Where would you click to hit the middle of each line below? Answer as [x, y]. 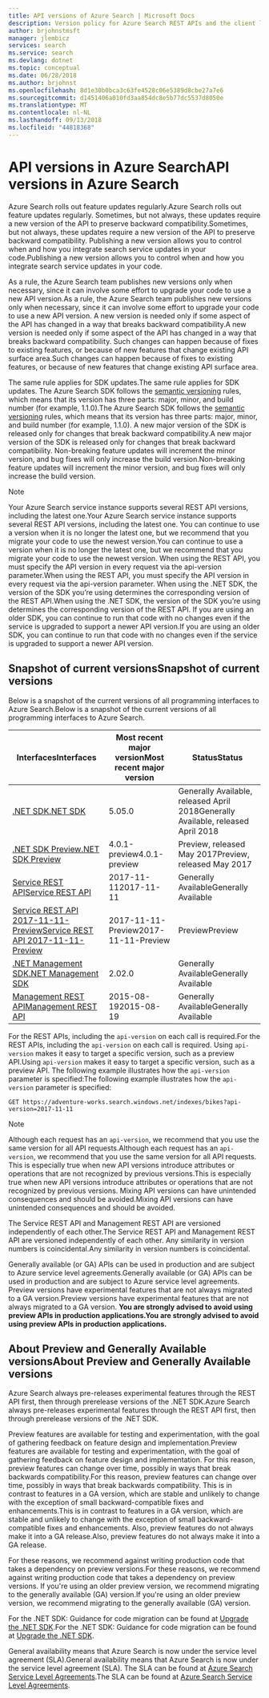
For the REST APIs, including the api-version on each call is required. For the [134, 1036]
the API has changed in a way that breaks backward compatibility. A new [127, 324]
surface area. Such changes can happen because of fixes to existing [121, 358]
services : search [37, 46]
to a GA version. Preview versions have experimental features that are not [129, 1298]
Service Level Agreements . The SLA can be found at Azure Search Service [130, 1677]
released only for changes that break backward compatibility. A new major [130, 433]
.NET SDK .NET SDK [49, 811]
